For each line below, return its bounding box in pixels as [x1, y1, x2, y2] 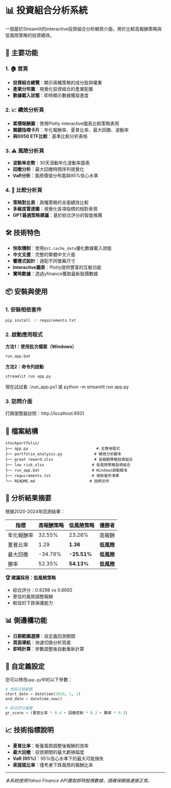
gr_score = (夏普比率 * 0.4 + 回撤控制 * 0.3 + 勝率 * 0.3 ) [5, 710, 128, 715]
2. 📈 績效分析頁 [5, 106, 44, 113]
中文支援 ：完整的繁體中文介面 [12, 252, 75, 258]
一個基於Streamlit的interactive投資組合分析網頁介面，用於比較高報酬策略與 [5, 26, 162, 32]
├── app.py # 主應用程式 [5, 446, 121, 452]
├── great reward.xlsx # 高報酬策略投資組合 [5, 457, 133, 462]
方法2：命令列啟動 [5, 364, 44, 370]
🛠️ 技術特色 [5, 228, 41, 237]
